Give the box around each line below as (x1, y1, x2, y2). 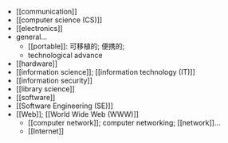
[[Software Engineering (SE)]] (15, 101, 114, 110)
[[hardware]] (15, 59, 58, 68)
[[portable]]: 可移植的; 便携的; (27, 41, 125, 51)
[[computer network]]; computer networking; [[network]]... (27, 118, 221, 127)
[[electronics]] (15, 24, 63, 33)
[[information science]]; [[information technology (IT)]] (15, 68, 195, 76)
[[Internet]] (27, 126, 65, 136)
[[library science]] (15, 84, 76, 94)
